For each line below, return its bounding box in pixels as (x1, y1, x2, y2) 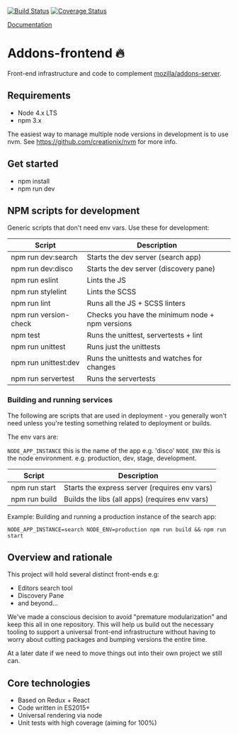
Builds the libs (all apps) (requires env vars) (63, 494, 209, 504)
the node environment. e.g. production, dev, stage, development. (7, 454, 197, 462)
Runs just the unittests (86, 342, 161, 352)
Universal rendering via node (17, 711, 103, 720)
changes (86, 362, 116, 372)
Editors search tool (17, 584, 73, 592)
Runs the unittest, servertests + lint (86, 330, 203, 340)
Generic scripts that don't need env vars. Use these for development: (7, 223, 210, 232)
